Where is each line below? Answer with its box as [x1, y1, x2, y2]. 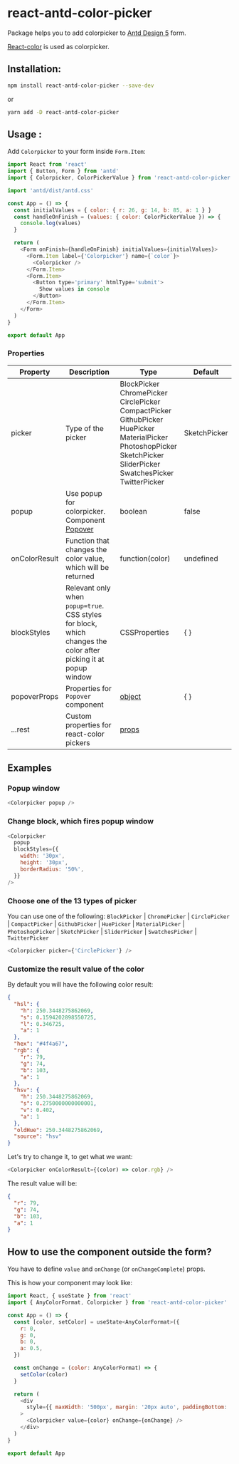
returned [65, 571, 95, 581]
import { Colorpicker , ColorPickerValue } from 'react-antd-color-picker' [7, 175, 234, 182]
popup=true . [65, 601, 105, 611]
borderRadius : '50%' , [20, 866, 84, 873]
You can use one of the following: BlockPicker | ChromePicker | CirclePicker [7, 912, 230, 920]
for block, [65, 618, 97, 628]
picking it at [65, 654, 105, 664]
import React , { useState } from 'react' [7, 1292, 132, 1299]
